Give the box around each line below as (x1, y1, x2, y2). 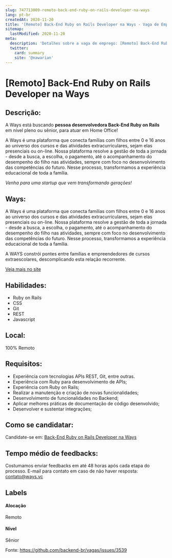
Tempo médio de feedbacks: (5, 449, 98, 458)
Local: (5, 331, 26, 340)
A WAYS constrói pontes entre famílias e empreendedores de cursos (5, 251, 150, 257)
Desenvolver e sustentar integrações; (12, 405, 92, 412)
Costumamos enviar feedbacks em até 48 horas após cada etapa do (5, 463, 150, 469)
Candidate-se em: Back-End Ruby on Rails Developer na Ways (5, 434, 137, 440)
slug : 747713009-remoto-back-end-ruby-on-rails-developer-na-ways (5, 7, 150, 13)
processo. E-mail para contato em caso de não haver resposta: (5, 468, 138, 474)
